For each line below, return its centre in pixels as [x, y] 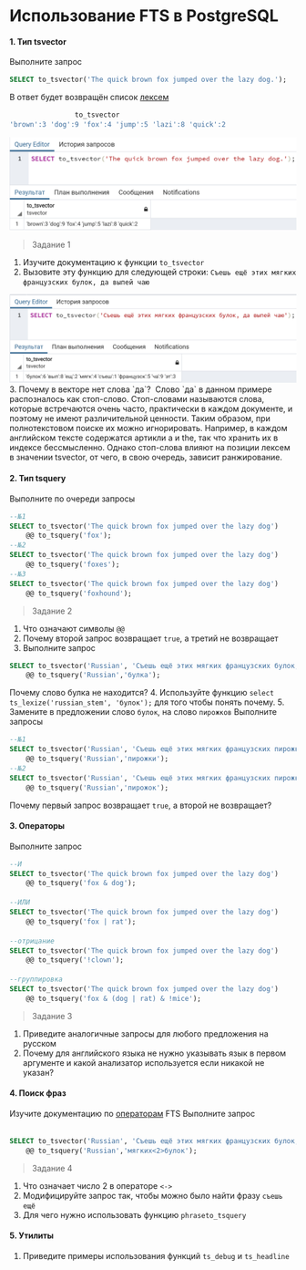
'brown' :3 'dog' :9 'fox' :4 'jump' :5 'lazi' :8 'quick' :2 [117, 125]
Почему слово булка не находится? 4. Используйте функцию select [142, 693]
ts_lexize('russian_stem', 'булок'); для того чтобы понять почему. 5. [147, 702]
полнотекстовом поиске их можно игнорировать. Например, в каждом [149, 428]
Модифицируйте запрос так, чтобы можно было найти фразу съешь [153, 1195]
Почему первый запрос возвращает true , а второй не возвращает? [141, 805]
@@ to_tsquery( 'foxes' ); [73, 565]
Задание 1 [51, 244]
